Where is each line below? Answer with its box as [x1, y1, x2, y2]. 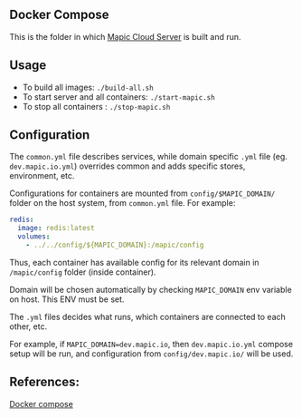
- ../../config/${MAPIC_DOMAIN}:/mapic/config [25, 240, 204, 250]
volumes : [17, 232, 51, 241]
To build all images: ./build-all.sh [22, 82, 154, 92]
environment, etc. [9, 170, 75, 181]
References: [9, 374, 80, 390]
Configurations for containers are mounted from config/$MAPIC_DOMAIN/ [9, 188, 276, 199]
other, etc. [9, 321, 48, 332]
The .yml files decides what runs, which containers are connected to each [9, 311, 287, 322]
